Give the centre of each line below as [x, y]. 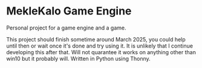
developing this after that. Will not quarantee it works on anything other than [101, 52]
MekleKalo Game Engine [69, 11]
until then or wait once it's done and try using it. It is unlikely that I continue [100, 46]
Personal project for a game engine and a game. [66, 28]
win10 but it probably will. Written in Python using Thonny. [79, 58]
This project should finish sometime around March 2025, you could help [96, 39]
